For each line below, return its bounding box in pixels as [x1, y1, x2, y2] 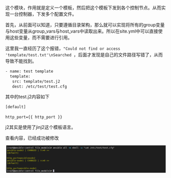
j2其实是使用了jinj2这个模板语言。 [5, 124, 76, 130]
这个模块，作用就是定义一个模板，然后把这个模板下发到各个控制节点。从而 [5, 5, 161, 11]
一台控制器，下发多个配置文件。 [9, 11, 77, 17]
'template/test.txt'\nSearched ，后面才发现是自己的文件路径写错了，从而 [5, 52, 163, 57]
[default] [5, 104, 26, 109]
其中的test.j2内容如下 [5, 94, 50, 100]
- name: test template [5, 69, 53, 74]
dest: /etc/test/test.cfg [12, 84, 67, 89]
